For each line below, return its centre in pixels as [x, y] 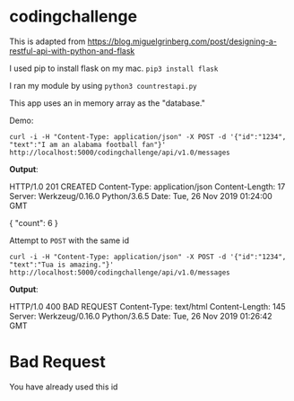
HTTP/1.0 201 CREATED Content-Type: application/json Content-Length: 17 [147, 187]
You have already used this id [64, 387]
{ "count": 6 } [34, 222]
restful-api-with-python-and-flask [72, 50]
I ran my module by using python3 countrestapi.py [103, 85]
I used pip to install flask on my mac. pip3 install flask [114, 68]
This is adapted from [48, 41]
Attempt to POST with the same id [69, 240]
